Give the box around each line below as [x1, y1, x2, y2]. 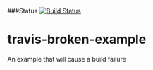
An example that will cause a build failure [7, 54, 127, 63]
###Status [7, 7, 38, 15]
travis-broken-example [7, 32, 147, 47]
